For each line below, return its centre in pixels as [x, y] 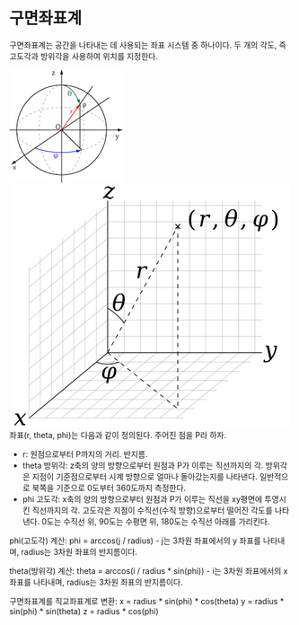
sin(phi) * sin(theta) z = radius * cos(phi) [84, 611]
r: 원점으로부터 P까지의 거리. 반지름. [85, 453]
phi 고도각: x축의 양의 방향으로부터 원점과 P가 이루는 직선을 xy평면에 [142, 498]
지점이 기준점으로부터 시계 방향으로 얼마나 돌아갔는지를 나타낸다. [145, 476]
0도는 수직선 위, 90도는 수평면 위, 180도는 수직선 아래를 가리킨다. [156, 521]
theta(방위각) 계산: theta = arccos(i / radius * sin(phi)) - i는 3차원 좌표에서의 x [149, 570]
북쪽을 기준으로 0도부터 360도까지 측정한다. [109, 488]
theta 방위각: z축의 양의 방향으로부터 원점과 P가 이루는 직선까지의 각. [143, 465]
